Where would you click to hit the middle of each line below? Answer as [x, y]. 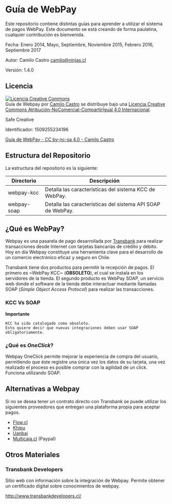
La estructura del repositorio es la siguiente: [52, 168]
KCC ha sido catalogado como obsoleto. [48, 323]
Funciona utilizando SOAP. [33, 373]
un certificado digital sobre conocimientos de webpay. [63, 486]
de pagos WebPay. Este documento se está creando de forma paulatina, [81, 29]
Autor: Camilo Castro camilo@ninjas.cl [46, 60]
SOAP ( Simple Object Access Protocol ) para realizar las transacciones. [80, 290]
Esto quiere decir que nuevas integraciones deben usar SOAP [72, 328]
